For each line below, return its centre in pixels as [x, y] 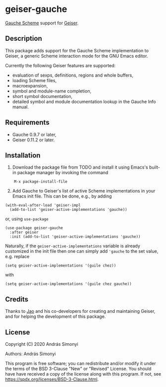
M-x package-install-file [41, 182]
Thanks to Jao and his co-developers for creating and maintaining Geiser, [80, 311]
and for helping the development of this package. [55, 316]
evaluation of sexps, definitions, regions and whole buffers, [73, 75]
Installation [23, 155]
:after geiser [24, 232]
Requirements [27, 123]
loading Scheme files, [34, 80]
